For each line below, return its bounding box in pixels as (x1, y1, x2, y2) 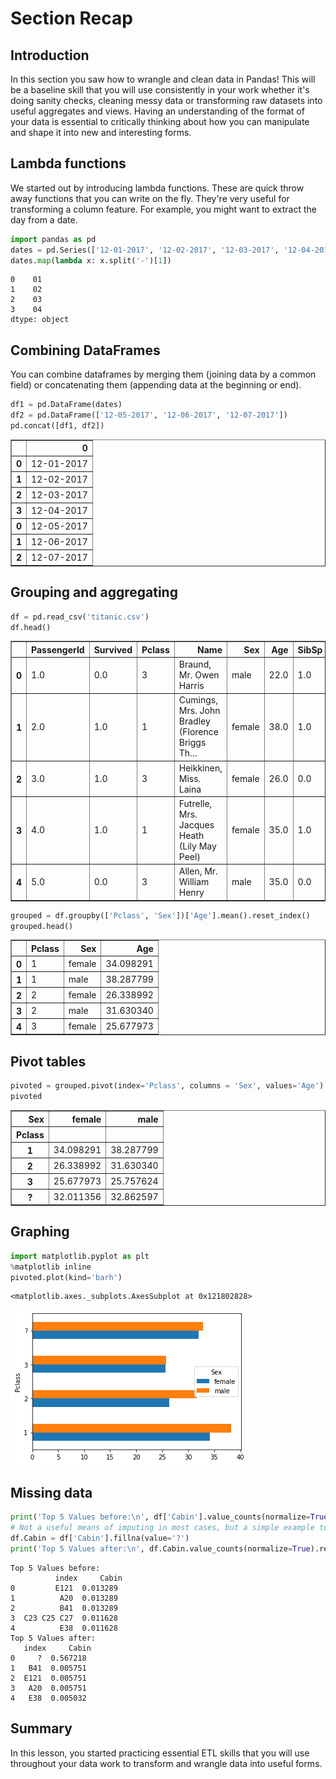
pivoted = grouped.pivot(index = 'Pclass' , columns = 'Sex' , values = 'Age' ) (10, 1081, 325, 1091)
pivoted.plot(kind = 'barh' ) (10, 1272, 123, 1282)
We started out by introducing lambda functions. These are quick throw (10, 182, 305, 194)
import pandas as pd (10, 234, 97, 244)
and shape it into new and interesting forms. (10, 127, 192, 138)
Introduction (10, 47, 90, 64)
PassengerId (31, 643, 85, 656)
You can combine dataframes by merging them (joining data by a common (10, 368, 317, 381)
